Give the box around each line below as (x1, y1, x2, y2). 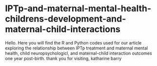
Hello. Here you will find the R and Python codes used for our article (5, 40, 142, 45)
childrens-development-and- (5, 13, 126, 24)
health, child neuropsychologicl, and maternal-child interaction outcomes (5, 50, 152, 56)
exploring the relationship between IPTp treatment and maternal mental (5, 45, 148, 51)
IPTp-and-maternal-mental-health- (5, 3, 152, 14)
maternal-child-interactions (5, 24, 120, 35)
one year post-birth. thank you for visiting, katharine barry (5, 55, 122, 61)
